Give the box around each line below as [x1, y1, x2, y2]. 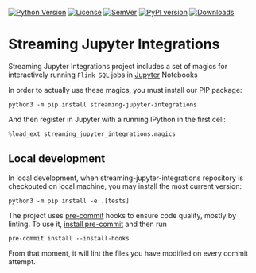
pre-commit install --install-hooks [8, 234, 130, 242]
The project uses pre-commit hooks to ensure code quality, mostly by [8, 210, 237, 220]
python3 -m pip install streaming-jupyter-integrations [8, 100, 197, 109]
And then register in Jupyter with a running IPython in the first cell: [8, 114, 227, 124]
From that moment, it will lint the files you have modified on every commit [8, 248, 249, 258]
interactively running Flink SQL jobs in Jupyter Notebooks [8, 70, 198, 79]
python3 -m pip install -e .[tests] [8, 197, 130, 205]
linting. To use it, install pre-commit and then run [8, 219, 167, 229]
